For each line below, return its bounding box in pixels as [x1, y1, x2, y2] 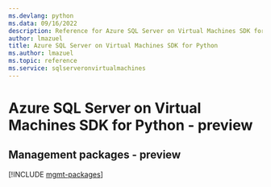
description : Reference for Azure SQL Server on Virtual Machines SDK [8, 27, 251, 35]
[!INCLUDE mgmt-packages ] [8, 169, 103, 179]
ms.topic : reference [8, 57, 78, 65]
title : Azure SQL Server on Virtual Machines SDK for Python [8, 42, 219, 50]
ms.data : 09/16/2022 [8, 19, 78, 27]
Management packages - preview [8, 148, 181, 162]
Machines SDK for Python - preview [8, 116, 253, 134]
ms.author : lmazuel [8, 49, 74, 57]
